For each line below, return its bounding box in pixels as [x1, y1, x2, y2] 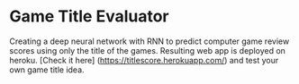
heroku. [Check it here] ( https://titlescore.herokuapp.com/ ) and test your [9, 55, 279, 65]
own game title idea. [9, 64, 85, 75]
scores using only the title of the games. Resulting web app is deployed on [9, 45, 286, 55]
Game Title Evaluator [9, 6, 169, 27]
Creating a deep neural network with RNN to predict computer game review [9, 36, 290, 46]
